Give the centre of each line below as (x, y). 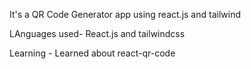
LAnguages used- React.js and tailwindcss (97, 33)
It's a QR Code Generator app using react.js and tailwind (125, 14)
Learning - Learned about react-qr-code (92, 53)
